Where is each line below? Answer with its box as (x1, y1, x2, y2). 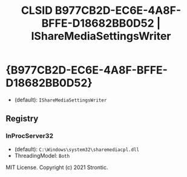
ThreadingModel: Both (14, 152, 70, 159)
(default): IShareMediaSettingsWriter (14, 96, 107, 103)
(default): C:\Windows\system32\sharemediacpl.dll (14, 146, 140, 153)
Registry (5, 114, 39, 124)
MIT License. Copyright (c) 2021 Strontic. (5, 164, 108, 171)
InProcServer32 (5, 132, 54, 140)
